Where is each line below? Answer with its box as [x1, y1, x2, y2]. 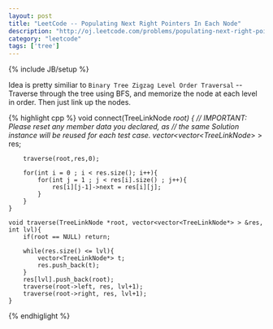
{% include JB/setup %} [8, 64, 89, 74]
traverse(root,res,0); [23, 155, 100, 163]
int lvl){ [8, 226, 42, 234]
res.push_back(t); [37, 262, 100, 270]
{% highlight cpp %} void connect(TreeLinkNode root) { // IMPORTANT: [8, 113, 248, 123]
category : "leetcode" [8, 34, 82, 43]
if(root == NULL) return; [23, 233, 111, 241]
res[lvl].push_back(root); [23, 275, 115, 284]
